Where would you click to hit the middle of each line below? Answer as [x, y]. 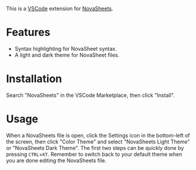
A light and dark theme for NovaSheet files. [67, 55]
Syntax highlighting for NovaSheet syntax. [66, 48]
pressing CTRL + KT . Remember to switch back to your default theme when [94, 154]
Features [28, 32]
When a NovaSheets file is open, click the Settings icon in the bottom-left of [98, 135]
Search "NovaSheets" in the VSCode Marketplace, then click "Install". [90, 95]
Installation [34, 79]
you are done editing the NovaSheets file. [57, 160]
